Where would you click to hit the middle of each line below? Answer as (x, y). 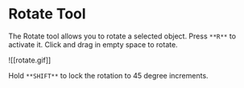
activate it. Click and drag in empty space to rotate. (93, 44)
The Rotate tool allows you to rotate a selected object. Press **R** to (122, 36)
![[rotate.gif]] (30, 60)
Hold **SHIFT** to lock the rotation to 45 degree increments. (108, 75)
